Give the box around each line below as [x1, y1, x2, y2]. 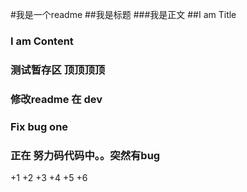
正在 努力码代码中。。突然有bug [10, 148, 161, 162]
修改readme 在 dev [10, 92, 103, 106]
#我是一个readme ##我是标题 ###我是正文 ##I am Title [10, 9, 237, 20]
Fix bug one [10, 119, 69, 133]
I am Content [10, 34, 74, 48]
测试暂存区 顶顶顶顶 [10, 63, 106, 77]
